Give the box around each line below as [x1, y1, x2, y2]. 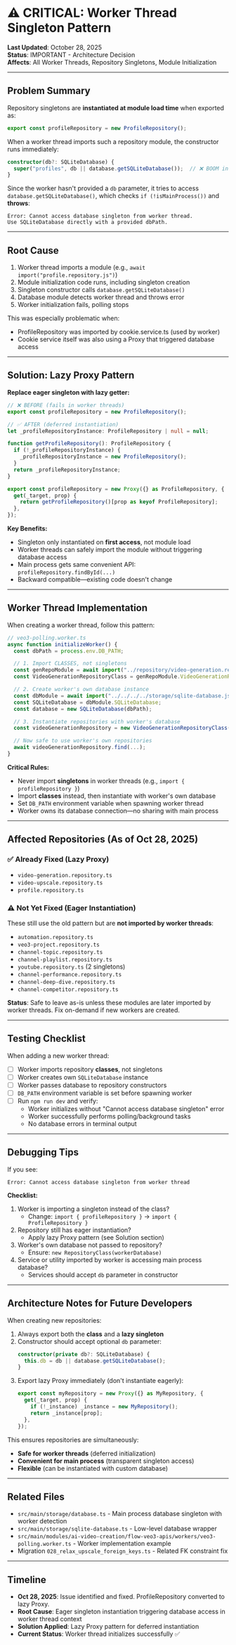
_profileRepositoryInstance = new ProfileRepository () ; [20, 453, 188, 461]
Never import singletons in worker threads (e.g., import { [17, 776, 185, 785]
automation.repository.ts [17, 933, 93, 941]
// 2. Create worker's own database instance [13, 686, 150, 693]
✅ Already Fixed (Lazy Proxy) [7, 855, 110, 865]
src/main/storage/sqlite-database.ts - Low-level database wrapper [17, 1524, 218, 1533]
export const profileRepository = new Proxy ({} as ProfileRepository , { [7, 485, 225, 492]
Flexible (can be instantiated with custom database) [17, 1464, 169, 1472]
